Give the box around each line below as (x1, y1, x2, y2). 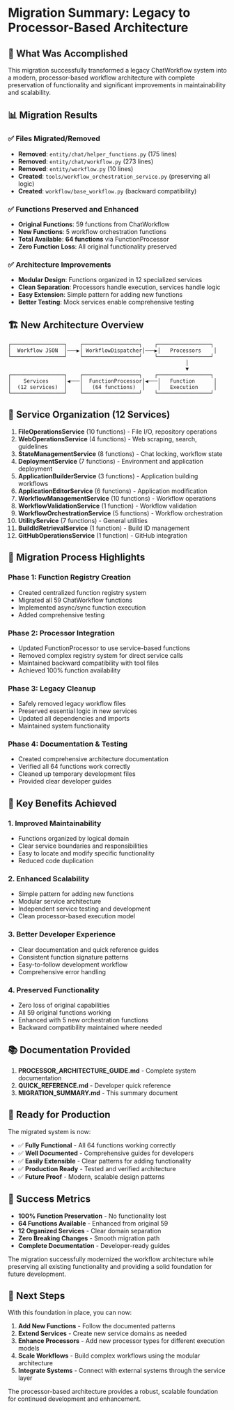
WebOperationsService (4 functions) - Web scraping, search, (17, 434, 197, 443)
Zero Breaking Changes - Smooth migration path (17, 1234, 160, 1242)
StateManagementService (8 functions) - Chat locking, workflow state (17, 449, 223, 458)
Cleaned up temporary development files (17, 770, 136, 778)
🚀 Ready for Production (8, 1109, 111, 1121)
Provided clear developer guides (17, 777, 112, 786)
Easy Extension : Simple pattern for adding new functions (17, 291, 183, 299)
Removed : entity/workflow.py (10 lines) (17, 164, 134, 172)
